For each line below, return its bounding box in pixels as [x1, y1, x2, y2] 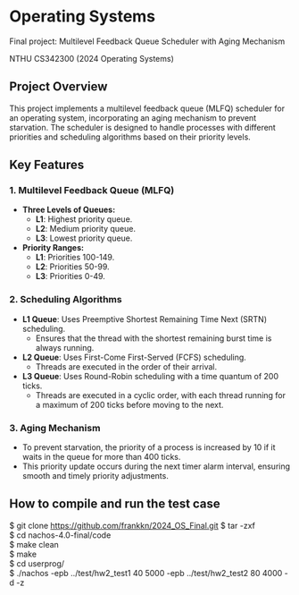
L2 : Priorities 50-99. [35, 261, 110, 272]
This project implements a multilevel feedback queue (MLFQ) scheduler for [9, 103, 286, 114]
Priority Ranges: [21, 242, 85, 253]
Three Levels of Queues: [21, 204, 116, 216]
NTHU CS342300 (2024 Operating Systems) [9, 53, 174, 64]
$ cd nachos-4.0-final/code [9, 530, 112, 540]
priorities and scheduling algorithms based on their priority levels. [9, 132, 252, 142]
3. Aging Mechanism [9, 421, 101, 434]
